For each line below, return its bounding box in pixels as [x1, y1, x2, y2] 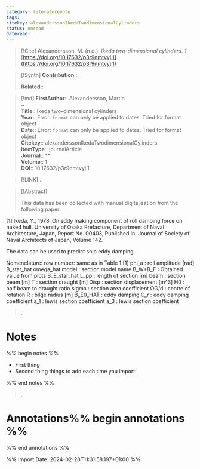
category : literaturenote [6, 8, 70, 15]
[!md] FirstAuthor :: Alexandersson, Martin [20, 95, 125, 102]
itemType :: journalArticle [20, 146, 82, 153]
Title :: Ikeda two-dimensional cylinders [20, 108, 118, 115]
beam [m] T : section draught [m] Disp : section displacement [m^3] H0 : [6, 278, 185, 286]
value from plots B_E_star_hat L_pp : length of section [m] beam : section [6, 272, 186, 280]
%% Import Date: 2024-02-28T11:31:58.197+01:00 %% [6, 456, 141, 463]
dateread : [6, 31, 31, 37]
